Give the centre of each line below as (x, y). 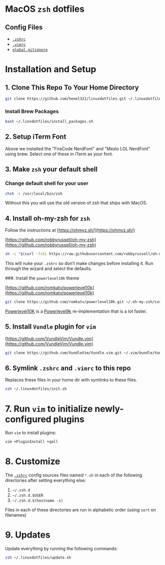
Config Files (24, 27)
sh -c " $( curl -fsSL (26, 254)
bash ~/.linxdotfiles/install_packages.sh (49, 121)
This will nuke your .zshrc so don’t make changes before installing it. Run (79, 264)
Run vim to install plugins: (31, 433)
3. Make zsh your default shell (51, 169)
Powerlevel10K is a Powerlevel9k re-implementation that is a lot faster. (76, 311)
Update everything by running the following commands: (61, 549)
